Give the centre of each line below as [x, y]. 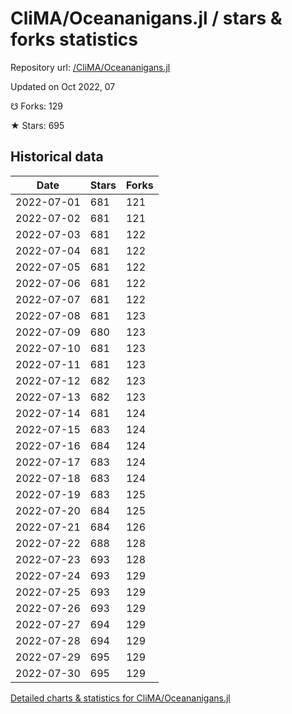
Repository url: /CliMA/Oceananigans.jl [90, 67]
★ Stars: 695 [37, 125]
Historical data [57, 157]
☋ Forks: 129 [36, 106]
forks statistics [74, 39]
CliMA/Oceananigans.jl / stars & [146, 18]
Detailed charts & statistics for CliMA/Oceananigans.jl [120, 698]
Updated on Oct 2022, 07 [63, 86]
